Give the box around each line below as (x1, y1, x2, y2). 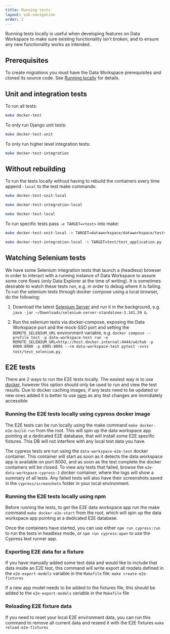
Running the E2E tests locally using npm (5, 493, 106, 500)
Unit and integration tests (5, 90, 88, 98)
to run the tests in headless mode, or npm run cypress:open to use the (5, 530, 150, 536)
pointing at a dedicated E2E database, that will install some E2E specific (5, 433, 155, 439)
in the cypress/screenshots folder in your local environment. (5, 480, 130, 486)
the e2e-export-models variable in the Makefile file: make (5, 570, 121, 577)
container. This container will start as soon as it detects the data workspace (5, 453, 163, 459)
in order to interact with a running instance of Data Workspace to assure (5, 272, 156, 278)
